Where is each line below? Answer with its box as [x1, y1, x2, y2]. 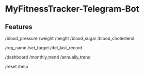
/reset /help [5, 64, 28, 69]
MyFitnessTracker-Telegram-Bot [5, 3, 140, 15]
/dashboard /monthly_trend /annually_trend [5, 54, 91, 60]
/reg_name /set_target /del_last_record [5, 45, 82, 50]
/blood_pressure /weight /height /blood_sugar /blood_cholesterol [5, 35, 135, 41]
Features [5, 23, 32, 31]
